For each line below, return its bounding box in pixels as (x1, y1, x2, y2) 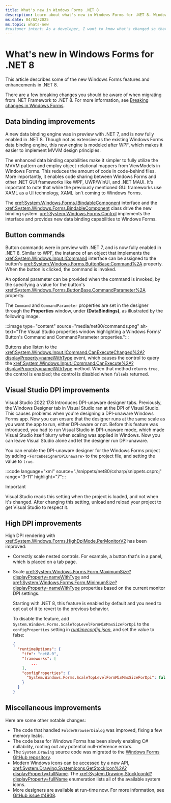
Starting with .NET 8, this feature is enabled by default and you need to (12, 600, 162, 607)
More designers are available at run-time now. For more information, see (12, 787, 164, 793)
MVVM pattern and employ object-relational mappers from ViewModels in (5, 162, 160, 169)
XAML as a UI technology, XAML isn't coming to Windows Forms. (5, 190, 142, 196)
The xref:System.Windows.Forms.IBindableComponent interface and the (5, 199, 158, 206)
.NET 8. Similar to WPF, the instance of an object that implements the (5, 250, 150, 256)
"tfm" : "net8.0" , (22, 652, 59, 657)
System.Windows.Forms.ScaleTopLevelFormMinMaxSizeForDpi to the (12, 621, 150, 627)
